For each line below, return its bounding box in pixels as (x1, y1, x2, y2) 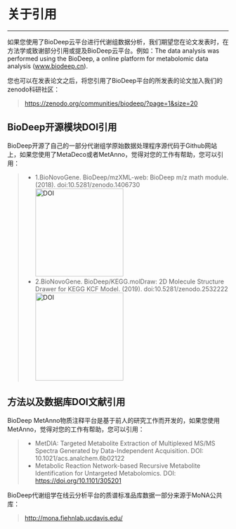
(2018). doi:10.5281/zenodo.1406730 (34, 180, 140, 189)
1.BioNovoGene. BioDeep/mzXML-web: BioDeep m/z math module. (34, 173, 229, 181)
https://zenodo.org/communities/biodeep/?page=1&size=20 (24, 99, 198, 108)
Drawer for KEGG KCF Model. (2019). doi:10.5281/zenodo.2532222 (34, 284, 228, 293)
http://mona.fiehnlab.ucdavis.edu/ (24, 514, 123, 522)
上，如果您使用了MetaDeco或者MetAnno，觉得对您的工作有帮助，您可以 (7, 150, 218, 158)
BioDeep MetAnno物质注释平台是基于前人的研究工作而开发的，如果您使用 (7, 416, 220, 424)
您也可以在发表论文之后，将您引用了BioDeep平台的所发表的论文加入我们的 (7, 76, 223, 84)
